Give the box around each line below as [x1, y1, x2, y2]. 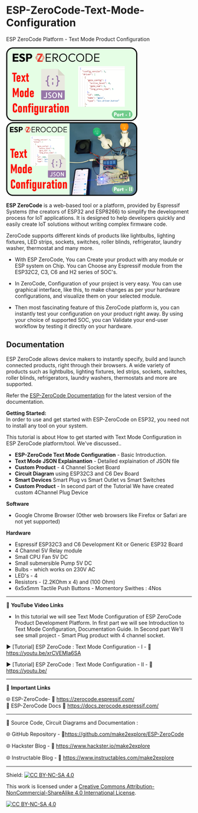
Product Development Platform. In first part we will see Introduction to [14, 619, 184, 626]
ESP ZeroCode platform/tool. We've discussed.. [6, 440, 122, 447]
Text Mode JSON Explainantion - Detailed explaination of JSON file [14, 457, 180, 465]
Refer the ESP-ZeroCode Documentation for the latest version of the [6, 391, 172, 399]
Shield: [6, 771, 23, 778]
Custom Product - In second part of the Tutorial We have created [14, 482, 174, 489]
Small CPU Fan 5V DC [14, 553, 68, 560]
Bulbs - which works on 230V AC [14, 565, 95, 572]
